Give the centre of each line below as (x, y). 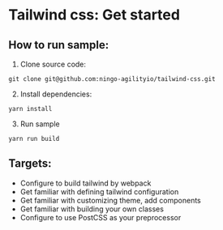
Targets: (30, 164)
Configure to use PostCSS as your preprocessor (101, 217)
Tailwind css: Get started (94, 15)
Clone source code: (53, 64)
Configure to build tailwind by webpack (86, 183)
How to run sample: (59, 45)
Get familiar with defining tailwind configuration (99, 191)
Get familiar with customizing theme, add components (110, 200)
